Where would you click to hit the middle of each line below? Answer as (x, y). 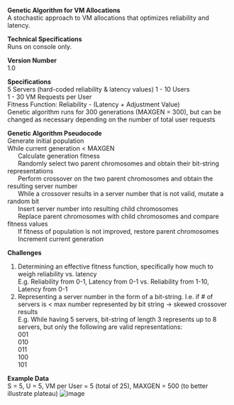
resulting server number (43, 186)
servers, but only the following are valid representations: (100, 327)
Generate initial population (46, 141)
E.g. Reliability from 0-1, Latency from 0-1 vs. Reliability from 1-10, (113, 281)
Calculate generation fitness (59, 156)
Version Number (32, 60)
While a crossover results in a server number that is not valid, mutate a (121, 194)
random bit (23, 201)
